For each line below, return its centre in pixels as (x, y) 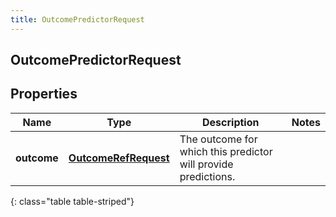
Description (231, 122)
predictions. (207, 176)
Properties (44, 94)
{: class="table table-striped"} (72, 201)
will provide (206, 164)
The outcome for (218, 139)
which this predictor (226, 151)
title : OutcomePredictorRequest (77, 19)
